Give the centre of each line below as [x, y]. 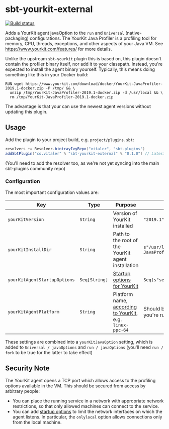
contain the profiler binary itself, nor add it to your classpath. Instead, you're [84, 64]
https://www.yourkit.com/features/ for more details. [59, 49]
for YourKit [126, 286]
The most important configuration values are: [52, 192]
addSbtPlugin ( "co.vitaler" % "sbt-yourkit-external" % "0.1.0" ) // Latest [85, 153]
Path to [121, 234]
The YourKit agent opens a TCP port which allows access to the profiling [80, 380]
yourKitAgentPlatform [33, 312]
